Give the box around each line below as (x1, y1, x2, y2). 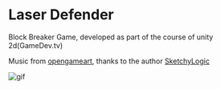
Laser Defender (8, 6, 114, 24)
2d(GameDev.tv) (8, 40, 63, 50)
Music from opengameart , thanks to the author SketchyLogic (8, 56, 211, 66)
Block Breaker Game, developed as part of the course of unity (8, 32, 214, 42)
